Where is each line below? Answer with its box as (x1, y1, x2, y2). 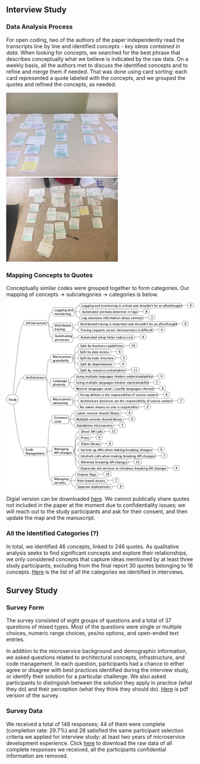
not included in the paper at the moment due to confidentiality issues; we (6, 501, 186, 509)
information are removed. (6, 752, 68, 759)
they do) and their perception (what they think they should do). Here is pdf (6, 686, 189, 693)
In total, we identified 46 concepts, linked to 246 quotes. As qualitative (6, 543, 180, 550)
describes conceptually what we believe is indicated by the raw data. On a (6, 55, 189, 62)
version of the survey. (6, 692, 60, 699)
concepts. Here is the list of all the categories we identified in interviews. (6, 568, 185, 575)
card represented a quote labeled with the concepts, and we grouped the (6, 74, 186, 81)
